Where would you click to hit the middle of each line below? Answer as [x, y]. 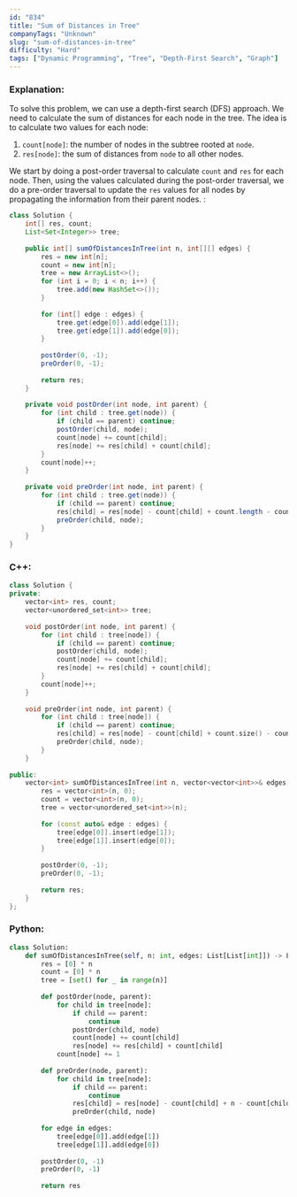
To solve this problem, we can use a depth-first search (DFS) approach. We [147, 109]
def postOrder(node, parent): [96, 997]
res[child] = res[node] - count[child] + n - [157, 1104]
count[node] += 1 [88, 1055]
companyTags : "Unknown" [53, 34]
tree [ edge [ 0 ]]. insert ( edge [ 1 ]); [116, 833]
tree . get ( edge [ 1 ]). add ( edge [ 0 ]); [118, 331]
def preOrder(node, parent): [95, 1070]
